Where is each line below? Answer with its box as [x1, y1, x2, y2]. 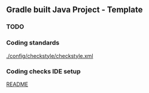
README [6, 80, 29, 88]
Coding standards [6, 39, 60, 47]
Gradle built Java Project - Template [6, 5, 143, 15]
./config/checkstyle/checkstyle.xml [6, 52, 94, 59]
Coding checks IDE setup [6, 67, 81, 75]
